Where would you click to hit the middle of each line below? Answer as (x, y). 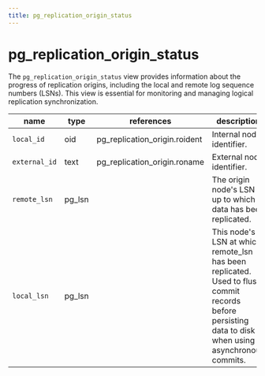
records (226, 300)
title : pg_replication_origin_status (70, 15)
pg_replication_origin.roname (151, 162)
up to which (233, 199)
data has (228, 209)
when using (233, 340)
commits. (229, 359)
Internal (226, 134)
